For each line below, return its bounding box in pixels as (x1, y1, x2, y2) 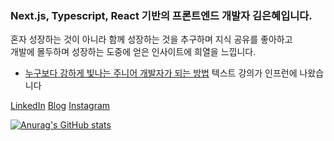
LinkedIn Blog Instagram (10, 100, 111, 112)
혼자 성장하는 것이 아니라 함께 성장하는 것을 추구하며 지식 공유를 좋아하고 (10, 33, 293, 46)
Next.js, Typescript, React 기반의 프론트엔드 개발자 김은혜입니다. (10, 8, 313, 22)
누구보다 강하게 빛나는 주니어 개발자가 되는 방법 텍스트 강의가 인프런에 (24, 67, 298, 79)
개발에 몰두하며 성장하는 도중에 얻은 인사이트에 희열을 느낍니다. (10, 46, 257, 58)
